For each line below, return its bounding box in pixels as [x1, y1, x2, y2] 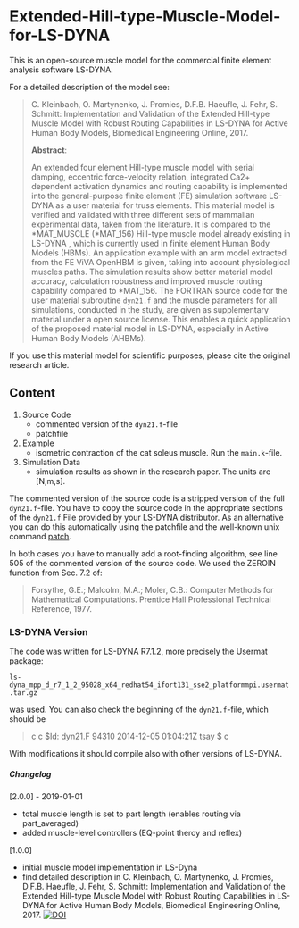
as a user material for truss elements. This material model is [55, 199, 275, 211]
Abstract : [30, 145, 68, 155]
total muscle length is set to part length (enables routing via [21, 808, 241, 819]
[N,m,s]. [35, 475, 66, 486]
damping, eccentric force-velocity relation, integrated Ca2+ [30, 171, 251, 182]
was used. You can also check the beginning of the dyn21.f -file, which [9, 704, 270, 715]
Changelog [9, 768, 52, 779]
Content [9, 386, 56, 401]
